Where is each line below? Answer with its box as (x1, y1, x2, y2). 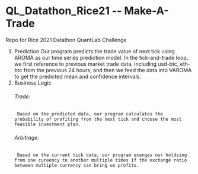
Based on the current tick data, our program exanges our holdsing (17, 152, 187, 158)
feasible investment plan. (14, 121, 81, 128)
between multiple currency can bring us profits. (14, 163, 140, 169)
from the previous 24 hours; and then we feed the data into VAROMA (23, 66, 192, 73)
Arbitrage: (14, 134, 39, 141)
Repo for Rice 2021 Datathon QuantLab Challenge (5, 36, 127, 43)
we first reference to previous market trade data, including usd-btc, (14, 60, 179, 67)
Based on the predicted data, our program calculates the (17, 111, 164, 117)
